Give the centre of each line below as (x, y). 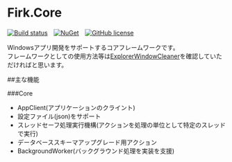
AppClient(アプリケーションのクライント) (76, 107)
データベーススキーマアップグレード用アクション (87, 142)
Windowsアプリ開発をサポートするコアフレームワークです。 (93, 47)
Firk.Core (35, 13)
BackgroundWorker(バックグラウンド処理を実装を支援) (96, 151)
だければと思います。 (38, 64)
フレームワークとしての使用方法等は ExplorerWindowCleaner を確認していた (115, 56)
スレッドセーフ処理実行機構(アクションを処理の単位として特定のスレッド (121, 125)
